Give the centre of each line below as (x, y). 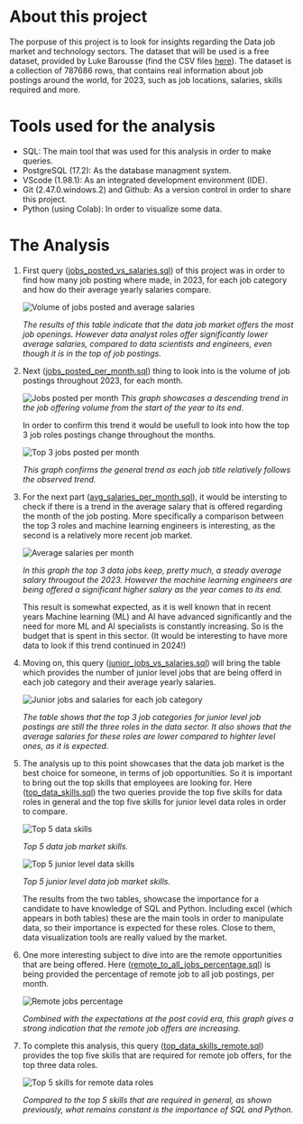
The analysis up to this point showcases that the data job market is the (153, 763)
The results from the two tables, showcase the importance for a (141, 899)
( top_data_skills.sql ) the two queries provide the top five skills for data (152, 791)
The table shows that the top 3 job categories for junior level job (142, 717)
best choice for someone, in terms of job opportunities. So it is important (157, 773)
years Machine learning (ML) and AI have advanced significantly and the (157, 616)
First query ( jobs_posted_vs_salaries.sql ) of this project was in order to (154, 270)
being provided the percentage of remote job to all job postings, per (148, 974)
